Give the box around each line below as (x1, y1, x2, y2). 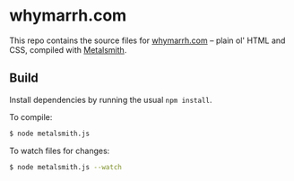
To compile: (9, 111, 53, 122)
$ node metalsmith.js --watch (9, 162, 123, 171)
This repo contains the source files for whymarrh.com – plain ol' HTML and (9, 35, 286, 46)
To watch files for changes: (9, 145, 110, 156)
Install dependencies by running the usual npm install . (9, 94, 212, 105)
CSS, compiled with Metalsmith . (9, 44, 127, 55)
